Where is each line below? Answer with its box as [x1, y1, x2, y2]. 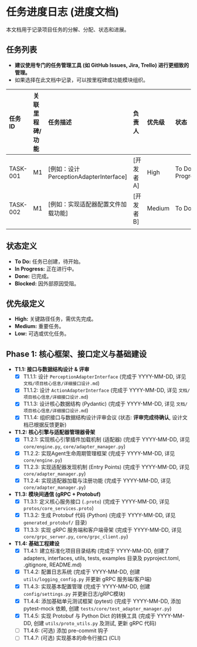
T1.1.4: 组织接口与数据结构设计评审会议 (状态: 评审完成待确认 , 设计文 [23, 414, 188, 421]
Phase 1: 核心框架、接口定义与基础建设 [6, 349, 147, 359]
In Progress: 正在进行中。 [14, 265, 77, 272]
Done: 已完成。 [14, 272, 52, 279]
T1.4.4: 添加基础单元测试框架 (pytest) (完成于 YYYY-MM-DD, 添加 [23, 598, 181, 605]
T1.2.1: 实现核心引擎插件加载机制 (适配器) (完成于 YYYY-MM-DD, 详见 [23, 436, 191, 443]
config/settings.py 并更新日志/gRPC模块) [23, 591, 126, 598]
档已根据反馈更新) [23, 421, 67, 428]
